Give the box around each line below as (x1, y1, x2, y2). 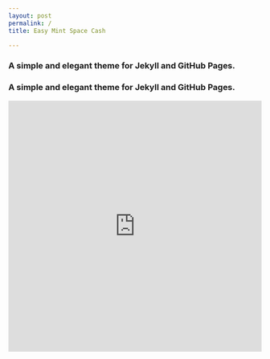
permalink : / (8, 19, 52, 27)
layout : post (8, 11, 52, 20)
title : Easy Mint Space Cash (8, 27, 106, 35)
